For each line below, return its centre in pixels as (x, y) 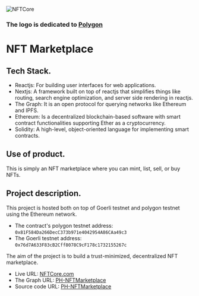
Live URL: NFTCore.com (44, 273)
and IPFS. (26, 110)
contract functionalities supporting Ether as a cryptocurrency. (90, 123)
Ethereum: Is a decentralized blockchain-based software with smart (98, 116)
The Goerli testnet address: (48, 238)
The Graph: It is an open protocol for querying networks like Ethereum (100, 104)
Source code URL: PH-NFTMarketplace (63, 286)
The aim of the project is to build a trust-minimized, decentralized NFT (92, 256)
